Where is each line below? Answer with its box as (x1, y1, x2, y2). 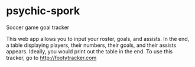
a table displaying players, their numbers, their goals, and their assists (6, 42, 177, 49)
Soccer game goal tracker (6, 24, 70, 31)
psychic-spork (6, 4, 80, 18)
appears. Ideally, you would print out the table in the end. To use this (6, 47, 173, 55)
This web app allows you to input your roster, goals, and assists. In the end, (6, 35, 190, 42)
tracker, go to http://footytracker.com (6, 54, 97, 61)
